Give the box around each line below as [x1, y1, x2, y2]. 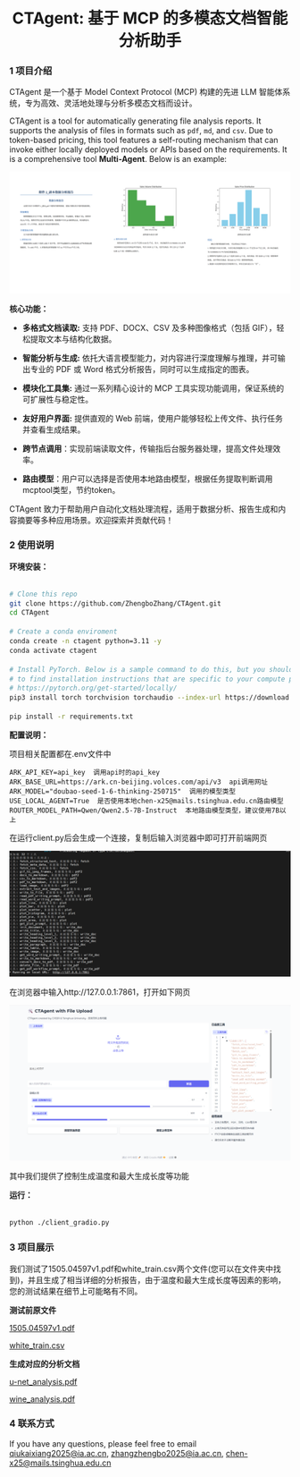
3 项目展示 [9, 1241, 54, 1253]
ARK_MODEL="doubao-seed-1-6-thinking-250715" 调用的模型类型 [9, 786, 237, 796]
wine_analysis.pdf [9, 1393, 76, 1405]
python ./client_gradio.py [9, 1218, 110, 1227]
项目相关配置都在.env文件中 [9, 748, 112, 759]
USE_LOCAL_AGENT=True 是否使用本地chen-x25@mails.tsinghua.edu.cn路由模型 [9, 796, 284, 805]
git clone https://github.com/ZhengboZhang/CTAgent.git [9, 598, 221, 608]
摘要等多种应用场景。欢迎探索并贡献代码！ [16, 514, 174, 525]
